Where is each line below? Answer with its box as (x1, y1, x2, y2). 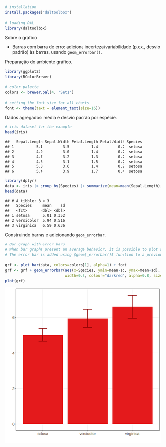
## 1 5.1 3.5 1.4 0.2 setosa (5, 144, 142, 150)
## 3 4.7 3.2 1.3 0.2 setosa (5, 154, 142, 160)
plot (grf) (5, 278, 26, 283)
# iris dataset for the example (5, 124, 72, 130)
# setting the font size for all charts (5, 100, 90, 105)
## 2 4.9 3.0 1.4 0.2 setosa (5, 149, 142, 155)
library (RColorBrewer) (5, 74, 52, 80)
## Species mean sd (5, 203, 65, 208)
